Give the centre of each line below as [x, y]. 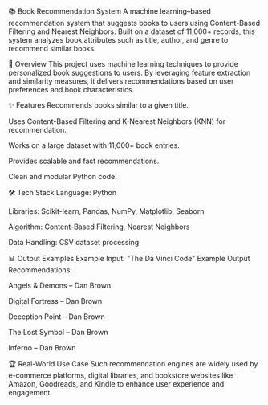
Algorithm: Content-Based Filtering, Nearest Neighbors [99, 227]
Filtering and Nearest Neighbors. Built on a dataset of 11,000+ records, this [132, 31]
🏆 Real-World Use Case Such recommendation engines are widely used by [133, 364]
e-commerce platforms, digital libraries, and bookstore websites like [121, 375]
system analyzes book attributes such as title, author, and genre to [118, 40]
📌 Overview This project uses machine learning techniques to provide [123, 64]
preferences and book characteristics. [71, 90]
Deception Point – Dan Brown [57, 317]
